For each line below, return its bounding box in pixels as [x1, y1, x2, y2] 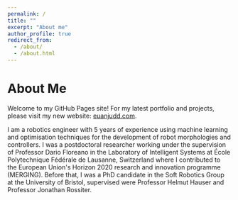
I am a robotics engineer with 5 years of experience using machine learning [7, 125, 229, 133]
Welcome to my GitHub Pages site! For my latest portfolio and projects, [7, 104, 215, 112]
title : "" [7, 17, 37, 24]
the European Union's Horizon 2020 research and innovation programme [7, 162, 222, 171]
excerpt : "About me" [7, 23, 69, 30]
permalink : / [7, 10, 46, 18]
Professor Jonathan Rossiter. [7, 185, 92, 194]
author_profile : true [7, 30, 72, 38]
